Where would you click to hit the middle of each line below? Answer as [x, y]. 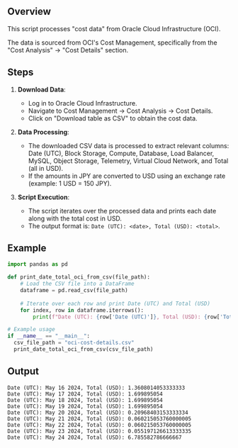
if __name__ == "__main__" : [49, 336]
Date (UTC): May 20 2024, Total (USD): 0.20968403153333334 [98, 413]
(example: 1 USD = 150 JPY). [70, 183]
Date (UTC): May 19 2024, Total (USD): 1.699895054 [85, 406]
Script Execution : [43, 197]
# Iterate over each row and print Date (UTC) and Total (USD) [115, 303]
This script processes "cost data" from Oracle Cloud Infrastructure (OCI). [114, 28]
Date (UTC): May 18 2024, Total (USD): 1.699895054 [85, 400]
